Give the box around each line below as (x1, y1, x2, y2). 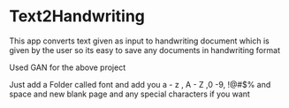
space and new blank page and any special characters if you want (9, 89, 250, 99)
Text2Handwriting (9, 6, 146, 27)
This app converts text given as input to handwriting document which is (9, 35, 270, 46)
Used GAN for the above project (9, 62, 126, 73)
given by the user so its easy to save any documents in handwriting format (9, 44, 281, 55)
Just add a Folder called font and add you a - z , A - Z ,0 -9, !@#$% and (9, 79, 271, 89)
